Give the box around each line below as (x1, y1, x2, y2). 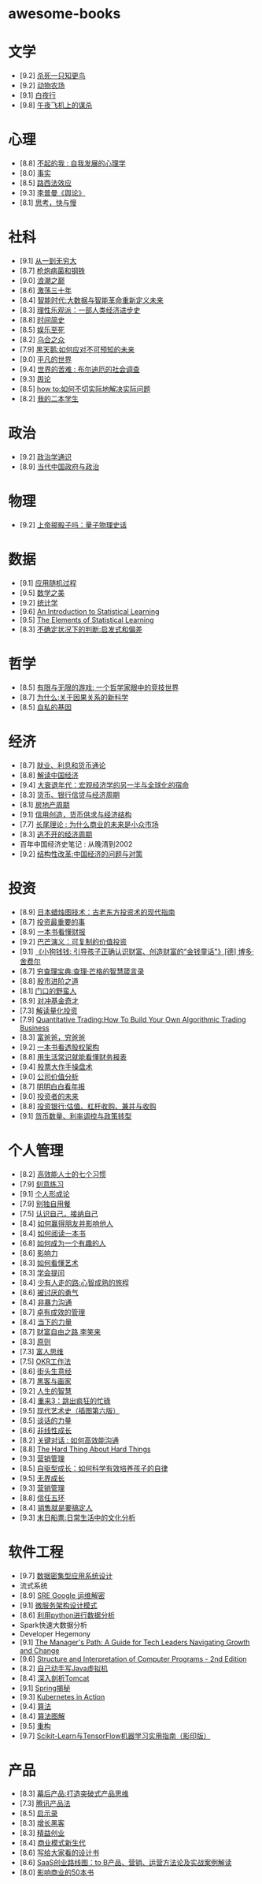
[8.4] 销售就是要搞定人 (19, 1502, 93, 1512)
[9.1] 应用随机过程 (19, 578, 77, 587)
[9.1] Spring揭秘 (19, 1683, 71, 1692)
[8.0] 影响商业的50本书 (19, 1867, 94, 1877)
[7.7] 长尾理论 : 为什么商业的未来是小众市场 (19, 819, 159, 828)
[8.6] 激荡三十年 (19, 285, 72, 295)
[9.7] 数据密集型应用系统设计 (19, 1570, 113, 1581)
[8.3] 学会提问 (19, 1268, 65, 1277)
